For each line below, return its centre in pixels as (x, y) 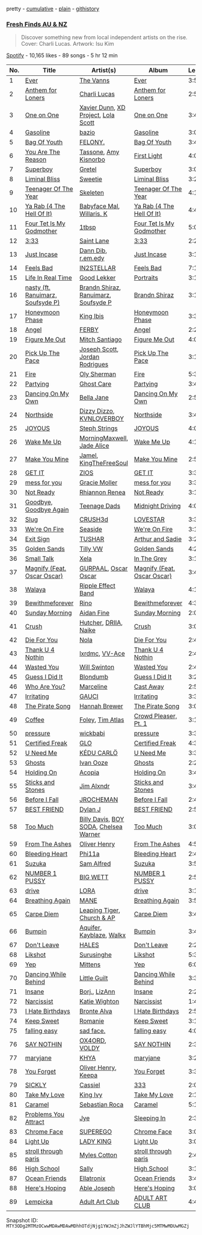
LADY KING (95, 1142)
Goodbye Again (47, 510)
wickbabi (92, 733)
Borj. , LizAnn (97, 992)
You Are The (42, 152)
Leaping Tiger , (100, 910)
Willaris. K (93, 214)
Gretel (88, 169)
